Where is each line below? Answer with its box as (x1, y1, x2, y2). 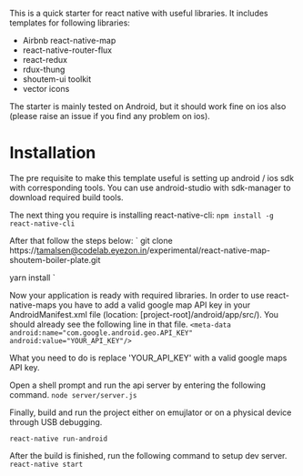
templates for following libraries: (9, 17, 130, 28)
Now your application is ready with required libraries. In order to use (9, 289, 265, 300)
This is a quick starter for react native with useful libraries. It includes (9, 8, 268, 18)
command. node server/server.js (9, 389, 137, 400)
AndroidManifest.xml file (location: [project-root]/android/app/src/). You (9, 309, 279, 319)
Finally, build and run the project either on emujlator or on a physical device (9, 407, 292, 418)
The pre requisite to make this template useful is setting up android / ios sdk (9, 172, 294, 183)
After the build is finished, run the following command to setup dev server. (9, 450, 288, 461)
